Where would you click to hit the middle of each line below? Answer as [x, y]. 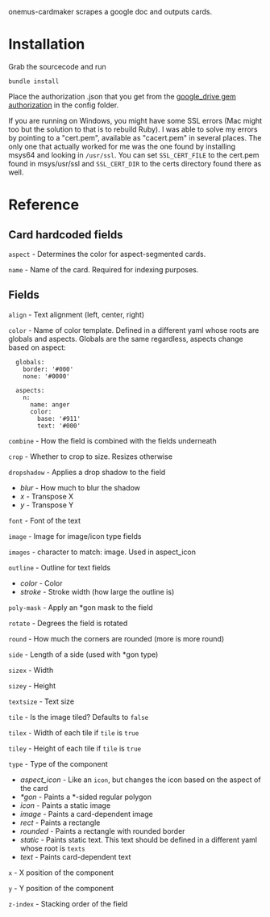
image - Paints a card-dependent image [86, 814]
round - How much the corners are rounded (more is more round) [116, 638]
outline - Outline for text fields [60, 567]
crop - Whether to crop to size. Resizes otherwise [91, 456]
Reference [44, 205]
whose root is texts [53, 848]
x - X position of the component [61, 873]
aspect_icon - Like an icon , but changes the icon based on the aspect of [140, 780]
